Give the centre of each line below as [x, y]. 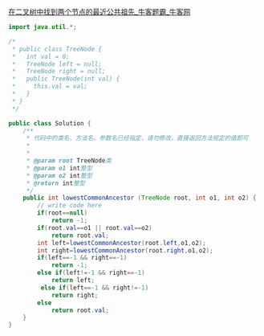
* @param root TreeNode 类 [69, 161]
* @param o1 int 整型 [59, 168]
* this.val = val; [50, 87]
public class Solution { [50, 123]
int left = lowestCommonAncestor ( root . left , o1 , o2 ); [122, 243]
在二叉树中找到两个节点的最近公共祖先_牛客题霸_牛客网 [100, 12]
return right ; [75, 295]
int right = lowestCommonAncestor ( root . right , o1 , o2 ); [126, 250]
